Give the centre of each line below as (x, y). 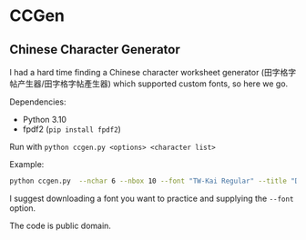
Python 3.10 (44, 120)
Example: (27, 164)
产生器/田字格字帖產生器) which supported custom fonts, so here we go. (153, 84)
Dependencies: (38, 102)
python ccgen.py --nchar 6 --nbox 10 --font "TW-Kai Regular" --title (148, 181)
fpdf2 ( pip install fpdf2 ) (71, 129)
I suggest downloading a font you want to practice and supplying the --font (152, 198)
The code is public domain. (61, 225)
